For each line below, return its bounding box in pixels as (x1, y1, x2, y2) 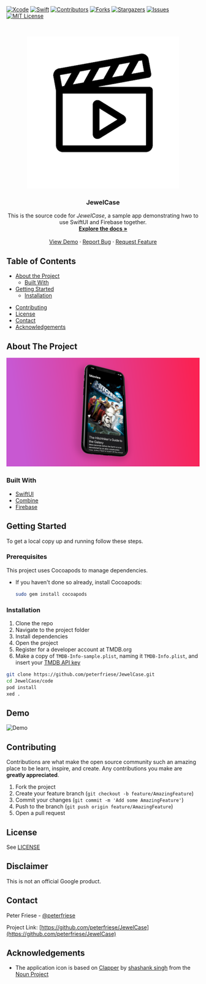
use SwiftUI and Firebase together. (59, 219, 147, 226)
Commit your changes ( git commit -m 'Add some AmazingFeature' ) (15, 796, 184, 804)
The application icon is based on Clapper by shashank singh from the (15, 964, 191, 972)
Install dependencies (15, 633, 69, 640)
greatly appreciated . (6, 771, 59, 779)
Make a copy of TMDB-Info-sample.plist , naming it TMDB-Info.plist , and (15, 652, 198, 660)
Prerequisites (6, 553, 47, 561)
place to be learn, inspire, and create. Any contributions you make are (6, 765, 183, 772)
